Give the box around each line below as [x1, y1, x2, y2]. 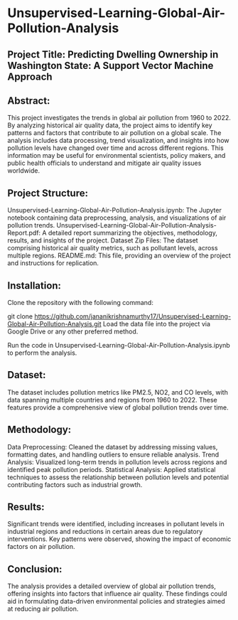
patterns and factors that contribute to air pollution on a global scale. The [7, 129, 222, 137]
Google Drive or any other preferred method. [7, 327, 139, 336]
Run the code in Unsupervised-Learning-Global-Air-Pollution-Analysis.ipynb [7, 341, 231, 350]
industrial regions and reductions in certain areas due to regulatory [7, 528, 203, 536]
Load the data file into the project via [102, 320, 211, 328]
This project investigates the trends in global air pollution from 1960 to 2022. [7, 114, 231, 122]
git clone [7, 312, 33, 321]
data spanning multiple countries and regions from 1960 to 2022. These [7, 395, 218, 404]
